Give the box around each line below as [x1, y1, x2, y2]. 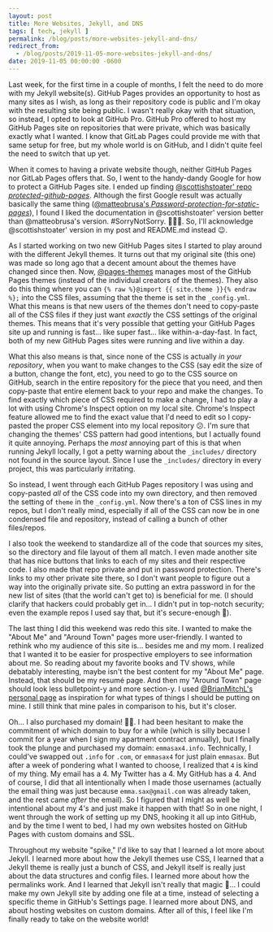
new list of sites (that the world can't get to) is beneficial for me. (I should [8, 590, 253, 600]
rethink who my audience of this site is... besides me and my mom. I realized [8, 640, 264, 651]
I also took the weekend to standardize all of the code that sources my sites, [8, 538, 263, 548]
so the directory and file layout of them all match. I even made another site [8, 547, 258, 557]
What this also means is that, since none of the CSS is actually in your [8, 351, 242, 361]
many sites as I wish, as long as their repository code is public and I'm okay [8, 97, 262, 107]
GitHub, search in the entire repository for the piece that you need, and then [8, 377, 262, 387]
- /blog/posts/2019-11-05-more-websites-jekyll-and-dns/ [15, 50, 213, 58]
